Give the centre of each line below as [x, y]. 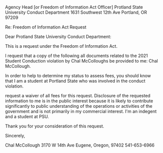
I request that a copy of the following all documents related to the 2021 [77, 56]
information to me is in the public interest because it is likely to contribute [79, 101]
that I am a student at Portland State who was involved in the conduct [75, 81]
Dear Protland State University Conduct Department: [58, 37]
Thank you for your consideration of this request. [55, 126]
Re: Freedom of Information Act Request [46, 27]
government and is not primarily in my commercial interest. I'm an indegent [81, 111]
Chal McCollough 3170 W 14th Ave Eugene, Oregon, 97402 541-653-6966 [80, 145]
